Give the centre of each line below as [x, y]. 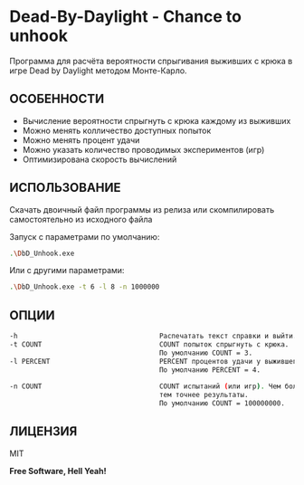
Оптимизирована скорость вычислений [100, 159]
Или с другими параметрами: [67, 271]
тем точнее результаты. [204, 395]
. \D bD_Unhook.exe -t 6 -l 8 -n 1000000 [85, 287]
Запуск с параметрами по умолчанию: [85, 236]
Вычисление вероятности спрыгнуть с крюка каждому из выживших [157, 120]
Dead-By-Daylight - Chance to [126, 17]
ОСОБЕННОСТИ [57, 99]
